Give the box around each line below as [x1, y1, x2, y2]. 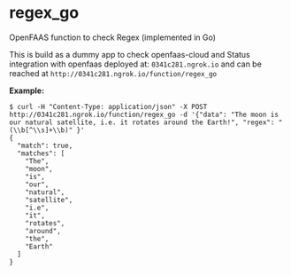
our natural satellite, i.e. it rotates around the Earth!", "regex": [9, 118, 275, 127]
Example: [9, 85, 45, 96]
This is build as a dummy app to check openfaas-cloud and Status [9, 49, 250, 59]
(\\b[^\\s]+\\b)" [9, 125, 73, 135]
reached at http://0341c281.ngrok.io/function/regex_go [9, 67, 218, 78]
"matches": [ [17, 149, 65, 158]
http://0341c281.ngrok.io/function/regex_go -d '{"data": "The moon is [9, 110, 279, 119]
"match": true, [17, 141, 73, 150]
